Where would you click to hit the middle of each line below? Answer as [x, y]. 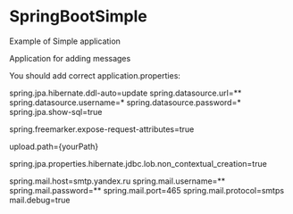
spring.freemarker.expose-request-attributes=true [102, 129]
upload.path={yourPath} [54, 146]
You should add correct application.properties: [95, 75]
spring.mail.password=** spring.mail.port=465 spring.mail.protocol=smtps [146, 190]
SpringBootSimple [78, 16]
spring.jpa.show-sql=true [56, 111]
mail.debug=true [40, 200]
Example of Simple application [65, 41]
